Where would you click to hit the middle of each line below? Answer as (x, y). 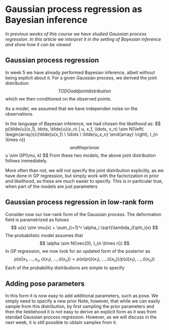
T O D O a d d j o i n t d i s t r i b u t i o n (84, 91)
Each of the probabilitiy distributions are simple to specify (65, 268)
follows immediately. (26, 160)
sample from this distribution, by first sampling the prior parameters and (80, 306)
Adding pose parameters (45, 284)
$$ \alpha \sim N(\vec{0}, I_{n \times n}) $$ (84, 243)
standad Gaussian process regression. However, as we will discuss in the (81, 317)
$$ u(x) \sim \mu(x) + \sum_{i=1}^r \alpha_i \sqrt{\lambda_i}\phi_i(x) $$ (84, 228)
